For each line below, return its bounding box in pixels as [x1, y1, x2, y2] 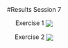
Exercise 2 [14, 33, 45, 41]
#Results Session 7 [6, 6, 62, 13]
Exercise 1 [15, 19, 44, 27]
